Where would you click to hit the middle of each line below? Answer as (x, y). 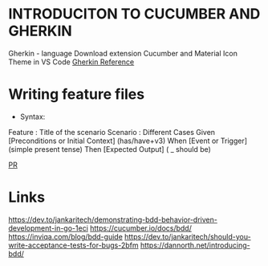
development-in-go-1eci (48, 228)
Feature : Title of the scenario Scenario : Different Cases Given (112, 132)
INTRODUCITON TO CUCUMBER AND (134, 14)
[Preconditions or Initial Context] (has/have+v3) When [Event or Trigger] (128, 141)
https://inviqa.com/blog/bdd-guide (65, 236)
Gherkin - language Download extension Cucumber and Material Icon (123, 53)
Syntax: (32, 117)
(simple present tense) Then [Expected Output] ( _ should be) (110, 149)
